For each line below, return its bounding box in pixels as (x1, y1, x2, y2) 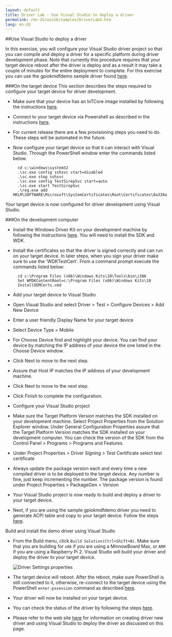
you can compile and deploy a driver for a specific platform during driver (5, 51, 159, 57)
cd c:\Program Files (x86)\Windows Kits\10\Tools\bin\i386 (17, 274, 147, 279)
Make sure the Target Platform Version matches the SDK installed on (12, 413, 158, 419)
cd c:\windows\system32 (17, 165, 68, 171)
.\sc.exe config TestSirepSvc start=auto (17, 179, 108, 184)
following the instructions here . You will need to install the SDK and (12, 232, 155, 238)
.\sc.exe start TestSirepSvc (17, 183, 80, 189)
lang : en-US (5, 22, 31, 27)
